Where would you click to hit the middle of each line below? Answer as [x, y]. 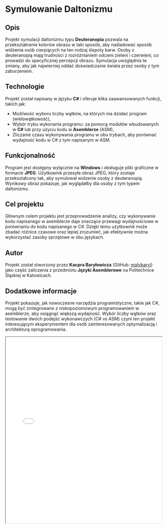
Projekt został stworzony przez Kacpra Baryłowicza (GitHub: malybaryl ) [79, 265]
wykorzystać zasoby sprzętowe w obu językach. [55, 237]
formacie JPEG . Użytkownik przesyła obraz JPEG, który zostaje [70, 173]
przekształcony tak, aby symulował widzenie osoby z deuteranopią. [74, 178]
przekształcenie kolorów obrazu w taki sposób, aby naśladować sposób [79, 45]
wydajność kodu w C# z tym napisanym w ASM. [61, 140]
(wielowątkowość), [31, 119]
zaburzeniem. [19, 71]
